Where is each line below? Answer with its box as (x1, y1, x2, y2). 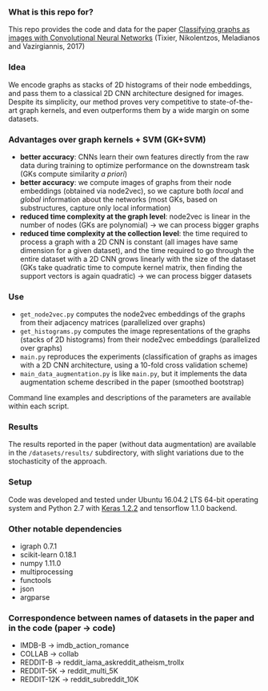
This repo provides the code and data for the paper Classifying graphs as (8, 25, 250, 34)
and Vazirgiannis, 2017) (8, 42, 86, 51)
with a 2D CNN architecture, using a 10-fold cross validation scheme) (19, 360, 248, 370)
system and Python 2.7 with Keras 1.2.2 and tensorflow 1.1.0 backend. (8, 503, 238, 512)
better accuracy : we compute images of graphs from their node (19, 177, 232, 187)
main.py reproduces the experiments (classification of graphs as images (19, 352, 258, 362)
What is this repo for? (8, 6, 94, 18)
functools (19, 576, 52, 585)
